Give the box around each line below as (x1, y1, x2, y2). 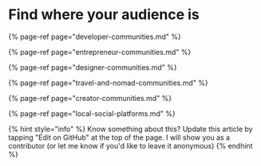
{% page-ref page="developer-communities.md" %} (8, 32, 181, 41)
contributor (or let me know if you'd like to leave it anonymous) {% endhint (8, 141, 253, 150)
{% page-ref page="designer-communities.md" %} (8, 62, 177, 72)
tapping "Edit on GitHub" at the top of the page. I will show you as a (8, 133, 230, 142)
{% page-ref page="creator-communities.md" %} (8, 93, 172, 102)
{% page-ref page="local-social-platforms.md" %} (8, 109, 176, 118)
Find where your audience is (8, 6, 200, 24)
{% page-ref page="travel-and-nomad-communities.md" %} (8, 78, 209, 87)
